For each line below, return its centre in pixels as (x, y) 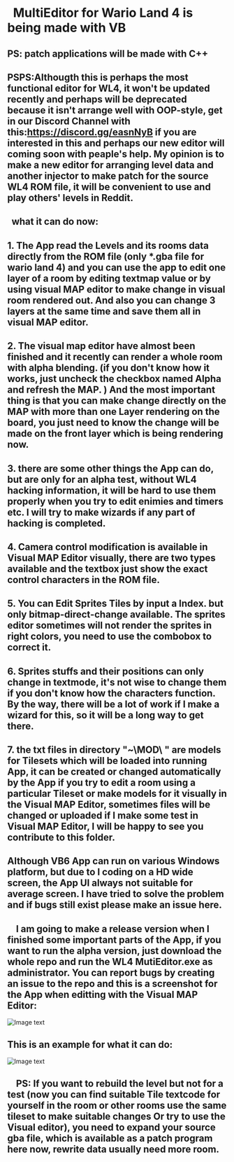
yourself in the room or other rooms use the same (117, 1105)
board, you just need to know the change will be (114, 423)
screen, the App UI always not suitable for (100, 883)
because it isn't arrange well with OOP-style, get (115, 110)
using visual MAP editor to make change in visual (116, 289)
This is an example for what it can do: (90, 1045)
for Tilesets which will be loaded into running (107, 761)
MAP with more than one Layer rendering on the (114, 412)
